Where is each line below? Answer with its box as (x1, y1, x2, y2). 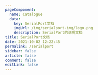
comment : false (5, 58, 36, 63)
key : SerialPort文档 (14, 21, 54, 26)
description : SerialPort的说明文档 (14, 30, 83, 35)
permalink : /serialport (5, 44, 54, 49)
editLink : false (5, 62, 38, 67)
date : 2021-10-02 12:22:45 (5, 39, 60, 44)
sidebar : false (5, 48, 36, 53)
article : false (5, 53, 36, 58)
